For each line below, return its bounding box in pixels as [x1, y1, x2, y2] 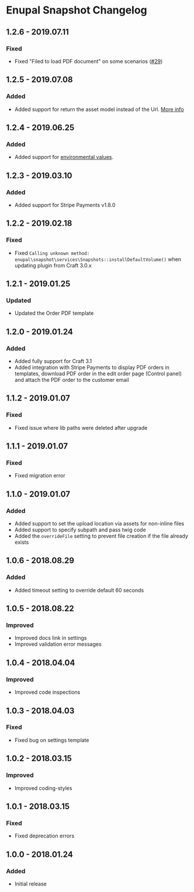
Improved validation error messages [14, 640, 102, 648]
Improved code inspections [14, 688, 81, 696]
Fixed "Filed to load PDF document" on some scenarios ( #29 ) [14, 57, 163, 65]
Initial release [14, 880, 47, 887]
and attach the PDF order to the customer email [14, 377, 130, 383]
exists [14, 539, 29, 546]
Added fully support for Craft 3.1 [14, 358, 92, 364]
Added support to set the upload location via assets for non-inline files [14, 520, 185, 527]
